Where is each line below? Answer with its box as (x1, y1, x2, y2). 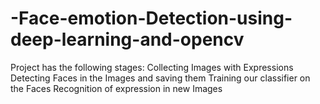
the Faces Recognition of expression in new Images (10, 82, 223, 94)
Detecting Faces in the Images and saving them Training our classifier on (10, 72, 311, 84)
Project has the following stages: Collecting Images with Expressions (10, 61, 294, 73)
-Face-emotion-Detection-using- (10, 7, 293, 30)
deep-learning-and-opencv (10, 28, 245, 51)
